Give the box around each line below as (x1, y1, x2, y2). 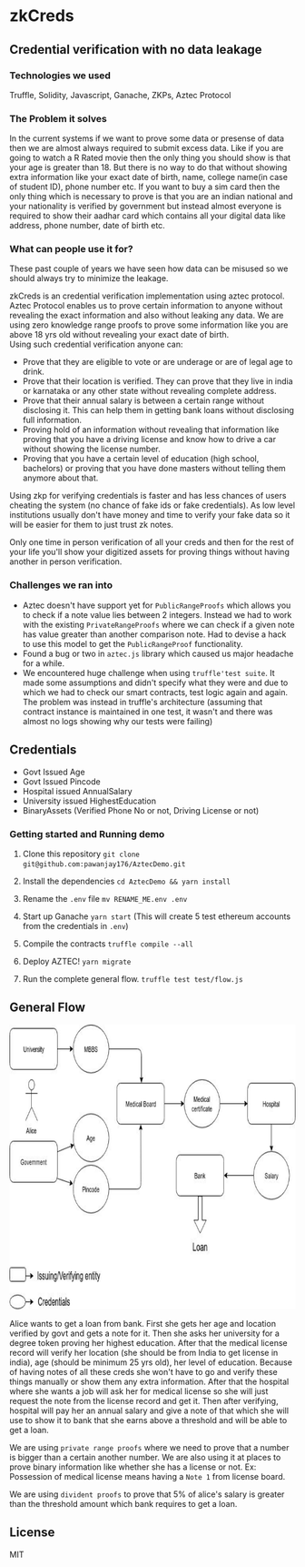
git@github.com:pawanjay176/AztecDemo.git (22, 859, 186, 869)
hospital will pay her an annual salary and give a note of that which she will (9, 1405, 289, 1416)
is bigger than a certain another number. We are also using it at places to (9, 1451, 281, 1462)
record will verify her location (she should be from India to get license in (9, 1347, 279, 1358)
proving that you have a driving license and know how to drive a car (22, 434, 277, 445)
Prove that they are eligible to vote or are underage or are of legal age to (22, 357, 293, 368)
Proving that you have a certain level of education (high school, (22, 453, 260, 464)
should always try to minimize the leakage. (9, 273, 169, 284)
